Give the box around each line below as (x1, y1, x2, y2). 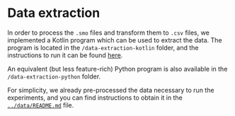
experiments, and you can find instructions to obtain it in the (7, 93, 183, 102)
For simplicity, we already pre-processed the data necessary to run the (7, 86, 214, 94)
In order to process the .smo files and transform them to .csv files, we (7, 28, 210, 37)
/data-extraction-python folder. (7, 72, 101, 81)
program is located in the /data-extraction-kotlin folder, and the (7, 43, 200, 52)
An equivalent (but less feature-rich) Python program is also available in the (7, 64, 228, 73)
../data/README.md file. (7, 100, 74, 109)
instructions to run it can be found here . (7, 51, 123, 59)
